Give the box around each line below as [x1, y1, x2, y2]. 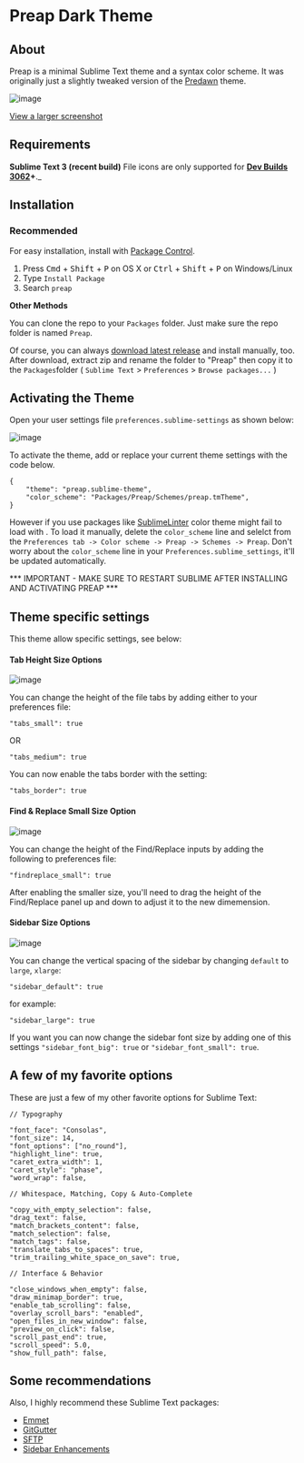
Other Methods [9, 299, 68, 310]
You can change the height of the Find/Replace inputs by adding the [9, 843, 265, 854]
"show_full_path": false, [9, 1348, 107, 1357]
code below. [9, 459, 55, 470]
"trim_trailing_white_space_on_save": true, [9, 1253, 181, 1262]
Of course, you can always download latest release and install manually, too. [9, 345, 295, 356]
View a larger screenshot [9, 111, 103, 121]
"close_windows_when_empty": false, [9, 1285, 148, 1294]
